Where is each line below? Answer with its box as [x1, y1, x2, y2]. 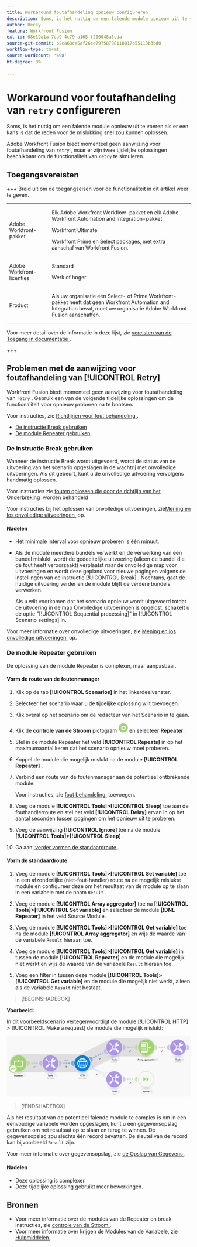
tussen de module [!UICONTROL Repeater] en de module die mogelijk [15, 954, 185, 961]
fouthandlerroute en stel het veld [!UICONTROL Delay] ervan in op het [15, 808, 185, 815]
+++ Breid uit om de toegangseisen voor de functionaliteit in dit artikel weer [6, 185, 189, 193]
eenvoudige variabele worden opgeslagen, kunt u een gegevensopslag [6, 1120, 178, 1128]
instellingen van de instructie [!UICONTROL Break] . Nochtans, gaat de [15, 574, 186, 581]
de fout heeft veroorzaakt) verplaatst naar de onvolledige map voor [15, 562, 177, 569]
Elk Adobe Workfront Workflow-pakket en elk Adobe [51, 209, 179, 216]
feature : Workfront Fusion [6, 28, 72, 34]
